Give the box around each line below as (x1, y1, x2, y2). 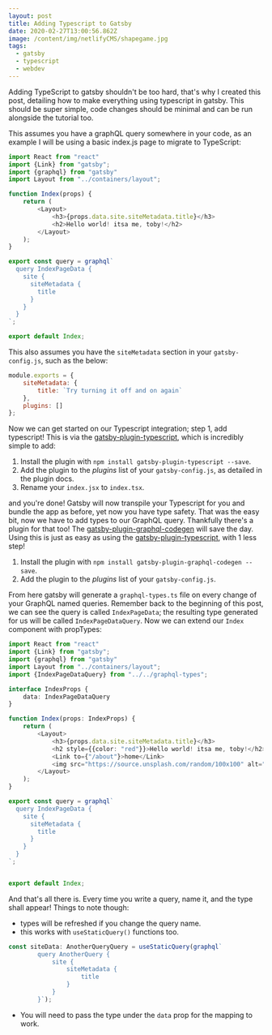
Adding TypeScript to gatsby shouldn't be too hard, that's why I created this (8, 87, 261, 97)
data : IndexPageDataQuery (23, 693, 111, 701)
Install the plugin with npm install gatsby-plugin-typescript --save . (19, 457, 252, 466)
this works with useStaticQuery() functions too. (19, 926, 180, 937)
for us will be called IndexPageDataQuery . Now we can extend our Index (8, 616, 244, 625)
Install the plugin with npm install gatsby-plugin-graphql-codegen (19, 557, 242, 567)
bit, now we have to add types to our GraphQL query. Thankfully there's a (8, 516, 253, 526)
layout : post (8, 11, 53, 20)
